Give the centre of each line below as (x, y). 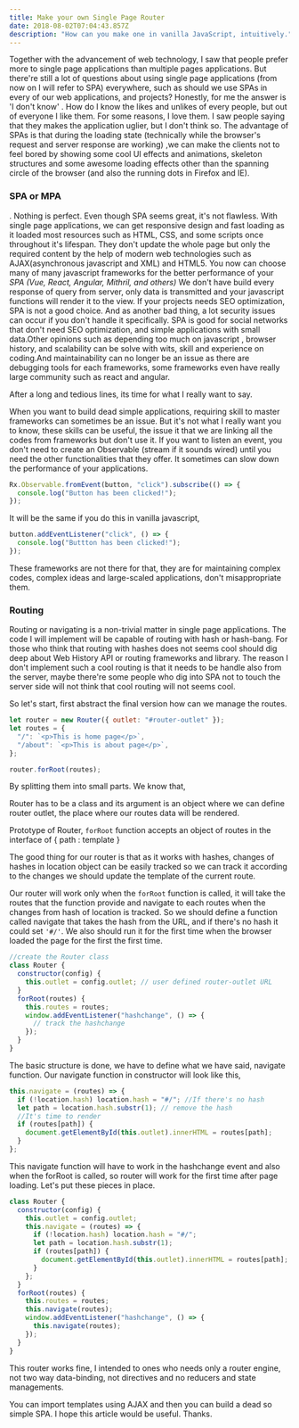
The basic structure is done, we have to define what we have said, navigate (148, 1065)
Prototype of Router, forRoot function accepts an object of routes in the (140, 830)
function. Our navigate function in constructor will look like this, (125, 1075)
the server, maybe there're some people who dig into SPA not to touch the (145, 677)
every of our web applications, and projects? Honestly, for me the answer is (148, 97)
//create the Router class (59, 957)
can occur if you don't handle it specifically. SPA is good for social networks (149, 320)
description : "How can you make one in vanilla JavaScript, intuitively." (151, 34)
